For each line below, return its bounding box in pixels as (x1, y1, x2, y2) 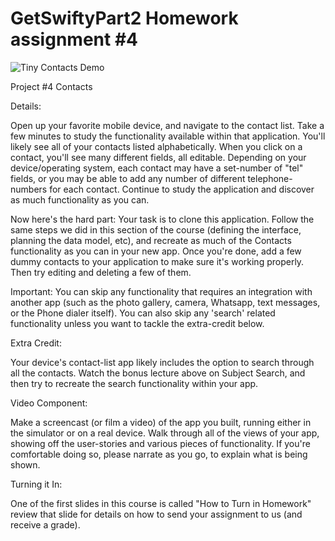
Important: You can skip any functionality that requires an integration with (10, 285, 313, 297)
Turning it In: (10, 478, 63, 490)
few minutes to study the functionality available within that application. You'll (10, 130, 326, 142)
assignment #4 (10, 28, 138, 51)
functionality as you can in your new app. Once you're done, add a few (10, 245, 302, 257)
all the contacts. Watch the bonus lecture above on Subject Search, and (10, 367, 306, 379)
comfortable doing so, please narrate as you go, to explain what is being (10, 448, 308, 460)
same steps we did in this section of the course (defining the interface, (10, 223, 302, 236)
